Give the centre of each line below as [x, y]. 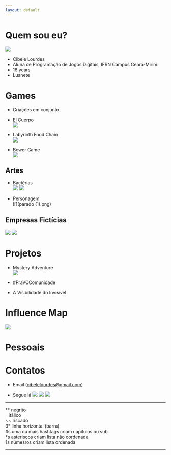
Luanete [21, 75]
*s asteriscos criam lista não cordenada [47, 437]
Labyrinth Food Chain [35, 134]
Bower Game [26, 149]
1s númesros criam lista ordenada [40, 442]
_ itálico [13, 415]
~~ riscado [17, 421]
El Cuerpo [23, 120]
